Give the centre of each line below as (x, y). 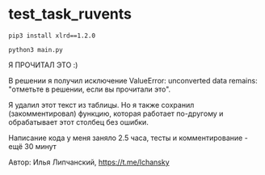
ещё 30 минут (32, 146)
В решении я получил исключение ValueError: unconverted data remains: (133, 80)
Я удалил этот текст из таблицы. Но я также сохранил (101, 105)
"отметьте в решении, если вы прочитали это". (90, 89)
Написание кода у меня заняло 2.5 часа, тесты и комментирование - (128, 138)
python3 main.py (36, 49)
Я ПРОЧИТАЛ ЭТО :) (43, 65)
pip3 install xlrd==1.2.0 (52, 36)
